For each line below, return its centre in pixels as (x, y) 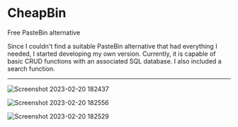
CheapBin (37, 13)
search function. (31, 68)
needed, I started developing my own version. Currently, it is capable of (112, 54)
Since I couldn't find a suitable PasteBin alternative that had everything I (112, 46)
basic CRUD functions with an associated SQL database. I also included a (114, 61)
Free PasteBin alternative (44, 32)
